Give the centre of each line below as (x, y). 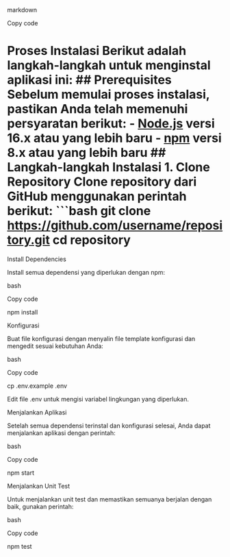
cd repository (92, 240)
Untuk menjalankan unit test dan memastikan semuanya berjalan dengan (110, 499)
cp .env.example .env (37, 386)
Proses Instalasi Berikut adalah (97, 51)
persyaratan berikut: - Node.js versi (111, 124)
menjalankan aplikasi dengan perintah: (61, 433)
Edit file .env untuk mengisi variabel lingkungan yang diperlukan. (98, 399)
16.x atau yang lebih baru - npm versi (115, 138)
